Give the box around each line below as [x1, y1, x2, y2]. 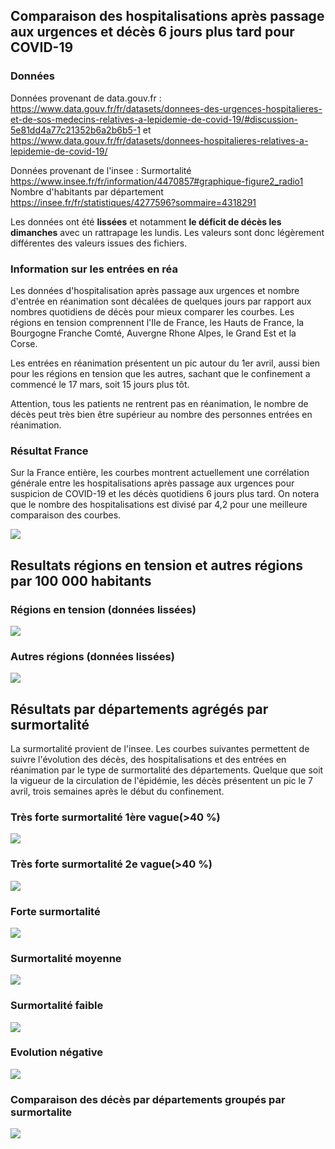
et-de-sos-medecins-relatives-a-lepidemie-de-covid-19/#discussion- [10, 113, 298, 125]
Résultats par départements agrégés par [10, 700, 269, 718]
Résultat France [10, 444, 89, 458]
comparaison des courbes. [10, 509, 122, 521]
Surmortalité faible [10, 999, 104, 1013]
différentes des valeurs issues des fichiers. [10, 237, 188, 249]
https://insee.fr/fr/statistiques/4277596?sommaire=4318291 [10, 196, 257, 208]
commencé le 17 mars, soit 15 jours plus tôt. [10, 378, 190, 390]
